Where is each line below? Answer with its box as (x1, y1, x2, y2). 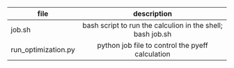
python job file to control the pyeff (97, 41, 208, 50)
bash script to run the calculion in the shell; (82, 21, 223, 30)
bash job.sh (133, 29, 172, 39)
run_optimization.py (10, 45, 75, 54)
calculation (134, 49, 171, 58)
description (133, 9, 173, 18)
